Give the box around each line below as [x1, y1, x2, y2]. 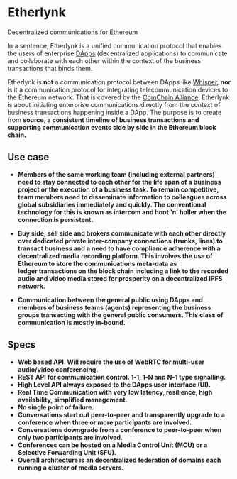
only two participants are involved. [17, 433, 123, 441]
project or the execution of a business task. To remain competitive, [17, 185, 219, 194]
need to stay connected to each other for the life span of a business [17, 177, 221, 186]
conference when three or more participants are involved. [17, 418, 192, 426]
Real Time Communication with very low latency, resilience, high [17, 387, 213, 396]
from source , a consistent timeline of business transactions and [7, 115, 199, 124]
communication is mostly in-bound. [17, 318, 126, 326]
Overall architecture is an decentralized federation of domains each [17, 456, 221, 464]
